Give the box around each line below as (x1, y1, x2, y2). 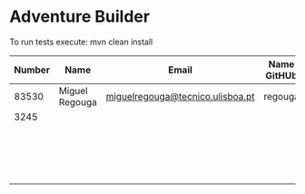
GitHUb (265, 69, 298, 82)
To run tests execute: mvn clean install (9, 36, 153, 47)
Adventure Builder (9, 6, 151, 27)
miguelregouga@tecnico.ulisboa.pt (105, 90, 255, 102)
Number (14, 63, 50, 76)
